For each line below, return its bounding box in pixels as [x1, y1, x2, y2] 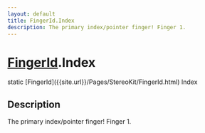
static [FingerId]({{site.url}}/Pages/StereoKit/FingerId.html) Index [7, 78, 198, 86]
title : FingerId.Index [7, 17, 75, 24]
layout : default [7, 10, 56, 18]
